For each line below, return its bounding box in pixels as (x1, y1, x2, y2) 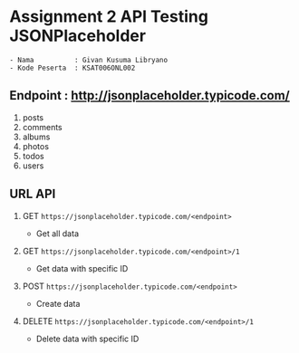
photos (22, 140, 50, 151)
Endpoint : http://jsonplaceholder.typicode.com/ (9, 88, 290, 103)
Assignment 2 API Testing (9, 6, 208, 27)
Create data (35, 298, 81, 309)
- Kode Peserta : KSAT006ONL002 (9, 63, 136, 72)
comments (22, 121, 63, 132)
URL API (9, 186, 56, 202)
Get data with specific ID (35, 262, 129, 273)
